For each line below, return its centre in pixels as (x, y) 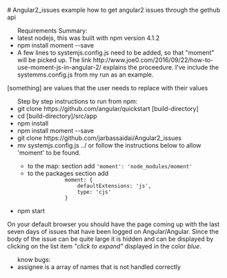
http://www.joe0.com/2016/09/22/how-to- (153, 60)
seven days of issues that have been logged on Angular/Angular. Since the (113, 231)
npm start (31, 211)
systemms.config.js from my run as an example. (85, 75)
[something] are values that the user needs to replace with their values (108, 88)
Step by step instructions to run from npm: (77, 101)
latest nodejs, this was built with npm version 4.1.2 (88, 38)
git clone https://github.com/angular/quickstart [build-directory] (108, 109)
